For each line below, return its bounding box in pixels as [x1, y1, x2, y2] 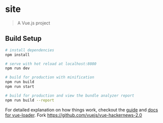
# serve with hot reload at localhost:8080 [5, 61, 97, 66]
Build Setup [5, 34, 42, 43]
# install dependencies [5, 47, 55, 53]
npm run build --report [5, 98, 55, 103]
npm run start [5, 84, 35, 89]
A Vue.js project [17, 20, 51, 26]
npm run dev [5, 66, 30, 71]
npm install [5, 52, 30, 57]
